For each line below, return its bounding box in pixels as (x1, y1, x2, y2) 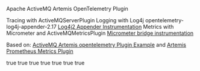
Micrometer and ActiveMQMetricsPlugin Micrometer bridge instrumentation (6, 29, 194, 37)
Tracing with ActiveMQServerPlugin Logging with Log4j (6, 17, 145, 23)
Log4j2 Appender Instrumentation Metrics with (58, 23, 174, 30)
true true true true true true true (6, 60, 85, 66)
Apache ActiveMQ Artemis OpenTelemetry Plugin (6, 5, 128, 12)
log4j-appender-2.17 (6, 23, 57, 30)
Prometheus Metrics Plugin (6, 48, 73, 55)
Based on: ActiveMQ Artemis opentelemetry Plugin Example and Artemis (6, 42, 187, 48)
